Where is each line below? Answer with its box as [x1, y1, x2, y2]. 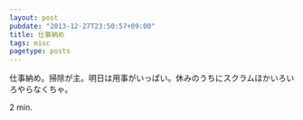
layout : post [9, 13, 59, 23]
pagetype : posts [9, 47, 71, 56]
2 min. [9, 102, 33, 113]
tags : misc [9, 38, 51, 48]
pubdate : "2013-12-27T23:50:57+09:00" [9, 22, 156, 31]
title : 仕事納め [9, 30, 65, 39]
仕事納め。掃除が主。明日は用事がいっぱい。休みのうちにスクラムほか [9, 73, 271, 84]
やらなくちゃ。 [16, 84, 73, 95]
